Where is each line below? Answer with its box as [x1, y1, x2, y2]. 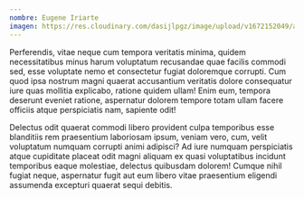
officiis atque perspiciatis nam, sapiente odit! [9, 104, 176, 115]
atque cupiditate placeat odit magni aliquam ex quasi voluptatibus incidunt [9, 150, 287, 161]
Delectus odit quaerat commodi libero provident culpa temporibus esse [9, 121, 275, 132]
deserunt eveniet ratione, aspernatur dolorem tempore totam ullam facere [9, 94, 284, 105]
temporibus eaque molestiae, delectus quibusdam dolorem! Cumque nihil [9, 160, 282, 171]
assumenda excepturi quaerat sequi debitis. [9, 179, 173, 190]
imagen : [9, 22, 39, 31]
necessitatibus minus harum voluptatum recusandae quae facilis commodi [9, 56, 287, 67]
